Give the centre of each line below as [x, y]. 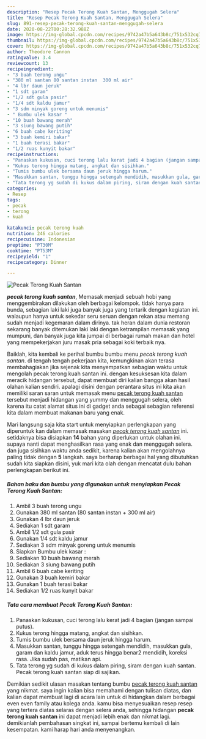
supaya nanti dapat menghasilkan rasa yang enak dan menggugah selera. [100, 444]
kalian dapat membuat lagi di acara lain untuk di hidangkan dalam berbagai [101, 697]
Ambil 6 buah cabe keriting [50, 571]
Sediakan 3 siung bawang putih [55, 565]
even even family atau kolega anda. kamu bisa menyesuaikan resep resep [100, 703]
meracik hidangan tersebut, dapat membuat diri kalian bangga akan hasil [98, 380]
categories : [22, 189]
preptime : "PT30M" [30, 245]
